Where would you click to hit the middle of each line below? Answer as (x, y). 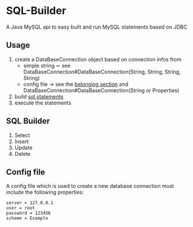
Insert (22, 141)
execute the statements (43, 103)
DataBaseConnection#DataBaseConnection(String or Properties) (101, 90)
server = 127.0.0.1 (30, 203)
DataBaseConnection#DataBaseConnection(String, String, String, (102, 72)
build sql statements (39, 96)
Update (23, 148)
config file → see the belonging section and (76, 84)
